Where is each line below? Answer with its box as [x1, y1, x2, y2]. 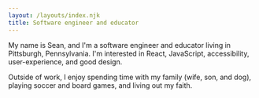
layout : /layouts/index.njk [8, 11, 101, 20]
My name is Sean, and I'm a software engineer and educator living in [8, 40, 231, 49]
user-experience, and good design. [8, 56, 123, 67]
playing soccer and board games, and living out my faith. [8, 80, 193, 90]
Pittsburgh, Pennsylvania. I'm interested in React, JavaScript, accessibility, [8, 49, 250, 58]
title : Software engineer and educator [8, 19, 139, 27]
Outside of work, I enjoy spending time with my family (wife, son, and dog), [8, 72, 252, 82]
